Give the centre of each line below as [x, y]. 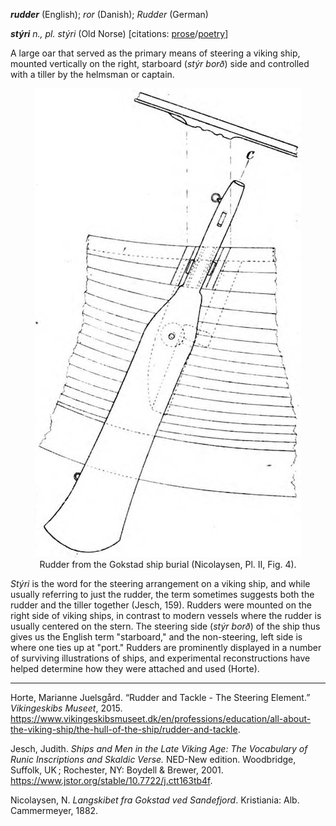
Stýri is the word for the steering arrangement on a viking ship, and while [160, 583]
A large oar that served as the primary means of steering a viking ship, [155, 53]
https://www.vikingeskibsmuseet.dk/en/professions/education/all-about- [161, 718]
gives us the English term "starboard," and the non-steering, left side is [156, 637]
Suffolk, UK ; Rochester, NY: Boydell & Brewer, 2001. [117, 770]
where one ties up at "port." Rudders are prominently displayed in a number [166, 647]
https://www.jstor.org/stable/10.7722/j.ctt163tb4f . [111, 780]
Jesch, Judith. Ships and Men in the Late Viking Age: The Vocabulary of [159, 748]
